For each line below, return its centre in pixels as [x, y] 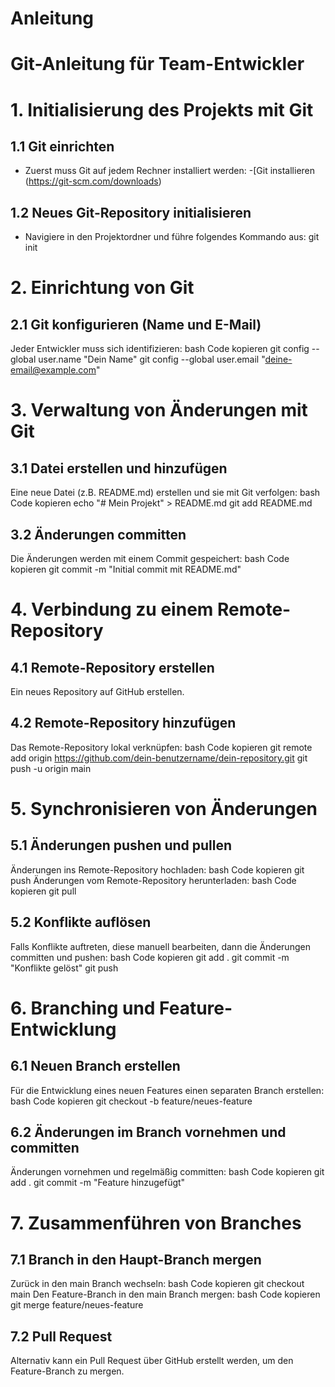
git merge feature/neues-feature [77, 1305]
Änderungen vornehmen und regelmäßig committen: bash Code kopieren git [167, 1172]
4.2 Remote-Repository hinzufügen [123, 723]
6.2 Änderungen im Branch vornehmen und [148, 1132]
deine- [278, 359]
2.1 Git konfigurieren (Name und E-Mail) [136, 324]
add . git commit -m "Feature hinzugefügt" [98, 1183]
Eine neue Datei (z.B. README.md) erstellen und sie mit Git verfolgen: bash [165, 493]
